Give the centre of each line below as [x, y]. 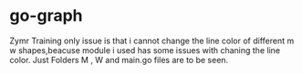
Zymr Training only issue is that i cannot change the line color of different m [152, 41]
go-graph [47, 16]
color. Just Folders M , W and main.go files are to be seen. [119, 60]
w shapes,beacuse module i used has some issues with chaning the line [145, 50]
